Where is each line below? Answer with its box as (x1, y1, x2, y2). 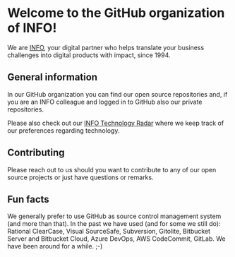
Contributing (7, 147, 65, 159)
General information (7, 71, 97, 83)
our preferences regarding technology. (7, 126, 120, 135)
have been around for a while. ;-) (7, 242, 103, 251)
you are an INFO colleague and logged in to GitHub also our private (7, 97, 203, 106)
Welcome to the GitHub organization (7, 5, 225, 21)
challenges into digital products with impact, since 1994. (7, 51, 171, 59)
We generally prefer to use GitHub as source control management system (7, 212, 222, 220)
